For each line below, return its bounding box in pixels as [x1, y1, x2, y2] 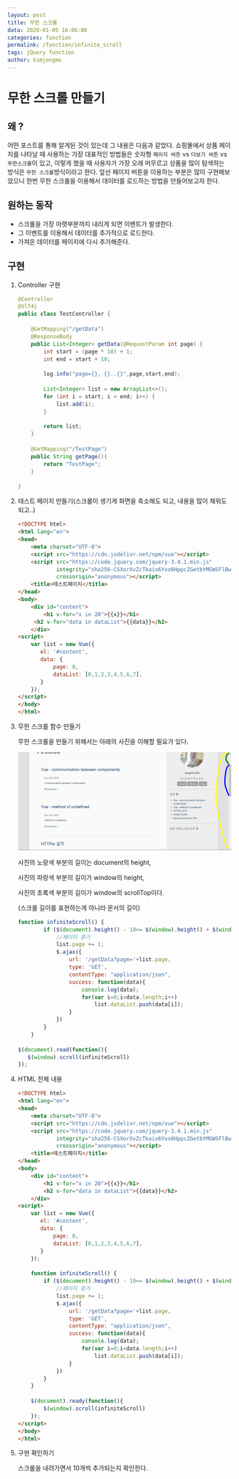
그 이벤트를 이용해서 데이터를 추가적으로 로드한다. [17, 228, 155, 237]
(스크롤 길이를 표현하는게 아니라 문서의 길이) [17, 903, 141, 912]
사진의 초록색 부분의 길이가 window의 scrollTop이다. [17, 888, 165, 896]
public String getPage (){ [31, 452, 108, 460]
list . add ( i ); [55, 401, 95, 408]
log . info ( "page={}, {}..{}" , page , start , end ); [43, 371, 181, 378]
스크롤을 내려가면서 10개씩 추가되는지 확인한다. [17, 1464, 148, 1473]
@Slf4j [17, 303, 38, 310]
